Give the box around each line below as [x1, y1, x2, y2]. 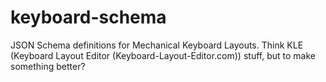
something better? [10, 60, 86, 72]
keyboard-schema [10, 6, 167, 29]
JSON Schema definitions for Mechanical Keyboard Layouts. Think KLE [10, 39, 304, 51]
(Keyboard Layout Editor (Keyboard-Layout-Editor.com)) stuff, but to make [10, 49, 316, 61]
